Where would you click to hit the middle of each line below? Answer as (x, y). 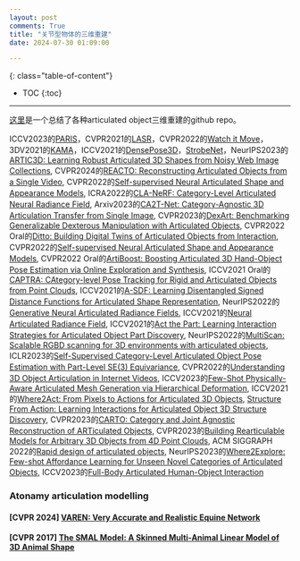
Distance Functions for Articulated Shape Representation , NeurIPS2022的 (145, 302)
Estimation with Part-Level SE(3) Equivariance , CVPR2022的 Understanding (147, 367)
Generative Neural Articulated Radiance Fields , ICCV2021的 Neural (131, 313)
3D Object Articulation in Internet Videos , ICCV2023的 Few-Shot (126, 378)
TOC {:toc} (42, 93)
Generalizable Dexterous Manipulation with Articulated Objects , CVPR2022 (147, 225)
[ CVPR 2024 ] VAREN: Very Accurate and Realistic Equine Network (135, 517)
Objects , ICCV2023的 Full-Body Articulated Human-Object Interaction (137, 472)
